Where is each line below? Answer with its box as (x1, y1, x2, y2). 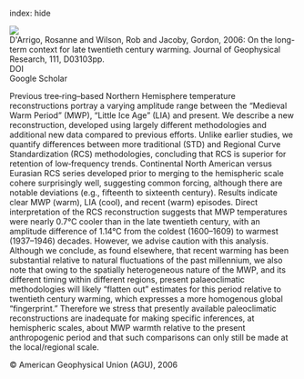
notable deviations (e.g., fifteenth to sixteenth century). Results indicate (9, 187, 278, 198)
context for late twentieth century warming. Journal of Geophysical (28, 45, 280, 55)
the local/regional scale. (9, 342, 100, 353)
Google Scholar (9, 73, 68, 84)
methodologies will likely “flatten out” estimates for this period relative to (9, 284, 282, 294)
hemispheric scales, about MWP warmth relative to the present (9, 323, 246, 333)
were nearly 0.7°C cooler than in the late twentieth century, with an (9, 216, 261, 226)
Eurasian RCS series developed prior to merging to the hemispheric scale (9, 168, 284, 178)
